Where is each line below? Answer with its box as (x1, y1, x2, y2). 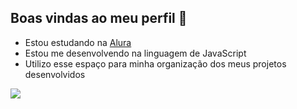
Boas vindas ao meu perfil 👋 (10, 10, 188, 27)
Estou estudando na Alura (24, 36, 132, 48)
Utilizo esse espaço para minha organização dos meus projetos (24, 57, 287, 70)
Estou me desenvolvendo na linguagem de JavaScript (24, 47, 247, 59)
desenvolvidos (24, 68, 86, 80)
